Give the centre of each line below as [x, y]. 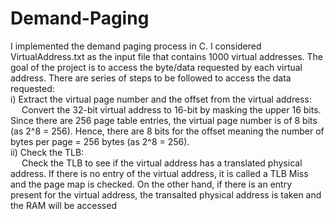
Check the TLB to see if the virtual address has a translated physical [162, 163]
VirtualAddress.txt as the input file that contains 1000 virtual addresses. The [167, 56]
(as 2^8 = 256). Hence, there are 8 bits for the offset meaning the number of [167, 131]
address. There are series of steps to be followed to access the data [151, 78]
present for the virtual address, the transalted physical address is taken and [166, 194]
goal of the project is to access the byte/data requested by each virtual [156, 67]
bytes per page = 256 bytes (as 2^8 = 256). [100, 141]
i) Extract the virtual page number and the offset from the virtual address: [161, 99]
